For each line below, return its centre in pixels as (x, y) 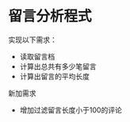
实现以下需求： (32, 40)
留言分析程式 (50, 16)
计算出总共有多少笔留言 (58, 66)
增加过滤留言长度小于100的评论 (71, 110)
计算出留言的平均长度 (54, 76)
